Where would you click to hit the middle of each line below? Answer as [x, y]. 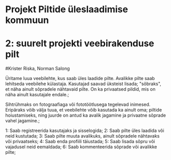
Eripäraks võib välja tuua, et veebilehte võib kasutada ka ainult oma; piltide [84, 110]
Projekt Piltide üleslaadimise [67, 9]
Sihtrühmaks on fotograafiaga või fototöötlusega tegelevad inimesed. [78, 104]
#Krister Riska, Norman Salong [38, 69]
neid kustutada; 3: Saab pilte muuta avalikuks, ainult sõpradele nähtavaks [82, 136]
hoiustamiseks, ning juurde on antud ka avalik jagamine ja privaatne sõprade [86, 115]
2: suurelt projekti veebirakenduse [80, 44]
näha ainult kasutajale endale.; [37, 95]
